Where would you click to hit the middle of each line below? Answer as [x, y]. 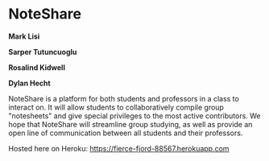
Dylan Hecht [29, 83]
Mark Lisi [24, 36]
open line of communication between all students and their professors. [126, 133]
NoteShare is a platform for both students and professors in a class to [124, 98]
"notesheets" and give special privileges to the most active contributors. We [134, 116]
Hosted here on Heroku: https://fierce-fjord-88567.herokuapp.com [119, 148]
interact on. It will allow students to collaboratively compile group [116, 107]
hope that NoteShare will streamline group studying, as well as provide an [130, 124]
